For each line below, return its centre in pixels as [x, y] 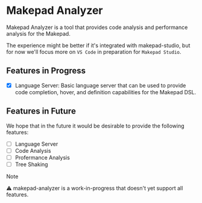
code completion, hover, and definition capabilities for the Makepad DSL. [106, 92]
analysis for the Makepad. [38, 33]
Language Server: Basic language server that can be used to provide [100, 85]
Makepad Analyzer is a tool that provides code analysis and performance [97, 27]
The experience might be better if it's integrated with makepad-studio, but [98, 45]
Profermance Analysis [43, 157]
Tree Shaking [31, 164]
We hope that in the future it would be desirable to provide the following [96, 126]
